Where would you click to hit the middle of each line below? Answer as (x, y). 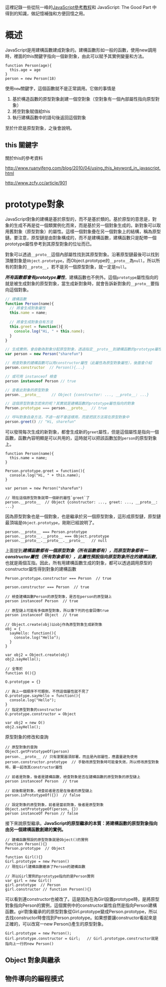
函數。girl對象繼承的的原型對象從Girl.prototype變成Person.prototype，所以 (81, 911)
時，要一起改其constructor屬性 (34, 767)
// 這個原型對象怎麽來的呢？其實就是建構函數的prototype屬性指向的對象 (70, 404)
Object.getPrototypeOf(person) (37, 751)
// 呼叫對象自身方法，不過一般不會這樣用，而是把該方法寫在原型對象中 (67, 417)
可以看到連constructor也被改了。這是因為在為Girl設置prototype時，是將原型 (82, 899)
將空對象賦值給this (31, 111)
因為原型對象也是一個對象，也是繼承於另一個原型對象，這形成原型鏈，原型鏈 (83, 516)
